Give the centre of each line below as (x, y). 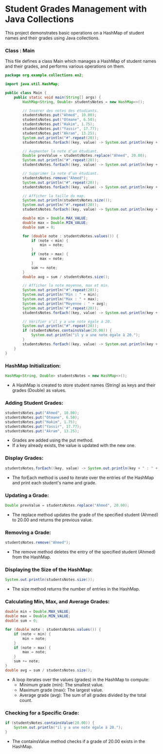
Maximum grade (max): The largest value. (61, 690)
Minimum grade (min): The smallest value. (61, 684)
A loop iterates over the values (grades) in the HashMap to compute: (81, 680)
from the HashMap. (31, 557)
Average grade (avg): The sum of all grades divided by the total (83, 695)
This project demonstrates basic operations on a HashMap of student (75, 33)
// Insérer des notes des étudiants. (61, 110)
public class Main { (26, 93)
